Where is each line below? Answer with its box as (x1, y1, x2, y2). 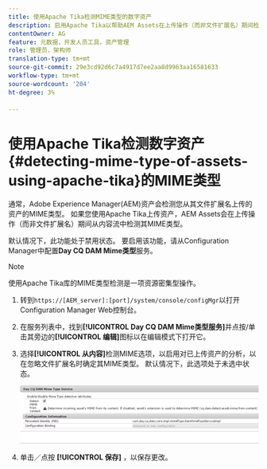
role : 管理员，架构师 (8, 46, 72, 55)
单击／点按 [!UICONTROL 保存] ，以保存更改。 (19, 452, 172, 462)
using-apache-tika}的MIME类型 (8, 171, 221, 190)
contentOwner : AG (8, 29, 66, 37)
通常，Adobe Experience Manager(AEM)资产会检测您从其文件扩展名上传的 (8, 199, 253, 209)
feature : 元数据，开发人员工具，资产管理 (8, 38, 130, 46)
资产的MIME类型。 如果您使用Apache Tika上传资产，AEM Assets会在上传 (8, 209, 249, 219)
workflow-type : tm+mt (8, 72, 80, 80)
